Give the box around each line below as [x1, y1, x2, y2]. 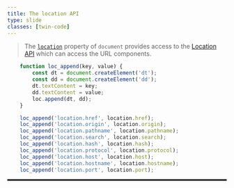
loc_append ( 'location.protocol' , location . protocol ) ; [19, 147, 179, 154]
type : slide [7, 17, 42, 24]
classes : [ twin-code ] [7, 23, 70, 30]
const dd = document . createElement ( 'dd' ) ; [32, 76, 157, 84]
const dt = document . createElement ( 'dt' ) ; [32, 70, 157, 77]
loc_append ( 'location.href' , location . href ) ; [19, 114, 155, 122]
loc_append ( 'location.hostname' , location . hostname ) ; [19, 159, 179, 167]
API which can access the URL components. [24, 49, 152, 58]
